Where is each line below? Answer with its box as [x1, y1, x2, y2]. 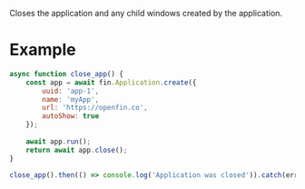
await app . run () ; [25, 136, 92, 146]
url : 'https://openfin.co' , [42, 104, 148, 113]
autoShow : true [42, 112, 100, 121]
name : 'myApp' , [42, 94, 100, 104]
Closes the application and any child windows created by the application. [9, 8, 283, 18]
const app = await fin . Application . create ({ [25, 77, 197, 87]
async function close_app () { [9, 69, 124, 78]
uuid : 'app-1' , [42, 86, 100, 95]
